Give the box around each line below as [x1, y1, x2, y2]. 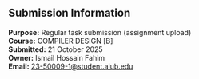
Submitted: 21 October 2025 [8, 44, 103, 54]
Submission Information [8, 6, 131, 20]
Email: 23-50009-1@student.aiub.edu [8, 61, 133, 71]
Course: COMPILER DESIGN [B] [8, 36, 113, 45]
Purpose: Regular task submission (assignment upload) [8, 27, 192, 37]
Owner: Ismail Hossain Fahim [8, 53, 105, 62]
